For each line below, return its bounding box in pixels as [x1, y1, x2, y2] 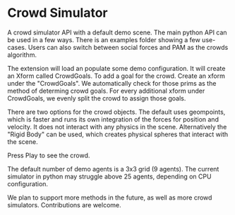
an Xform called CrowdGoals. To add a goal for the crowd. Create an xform [7, 72, 226, 80]
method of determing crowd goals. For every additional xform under [7, 86, 205, 95]
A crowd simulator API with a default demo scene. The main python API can [7, 28, 227, 37]
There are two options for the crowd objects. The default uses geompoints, [7, 107, 226, 116]
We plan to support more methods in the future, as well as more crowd [7, 193, 212, 202]
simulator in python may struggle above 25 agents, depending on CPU [7, 172, 212, 181]
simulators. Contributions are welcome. [7, 200, 121, 209]
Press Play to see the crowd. [7, 151, 90, 159]
